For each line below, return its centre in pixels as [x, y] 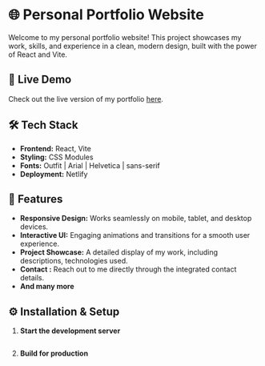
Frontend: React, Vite [56, 148]
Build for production [54, 353]
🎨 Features [36, 199]
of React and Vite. [38, 54]
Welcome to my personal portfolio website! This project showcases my [125, 37]
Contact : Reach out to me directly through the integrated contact [128, 269]
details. [32, 278]
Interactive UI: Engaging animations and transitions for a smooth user [135, 235]
